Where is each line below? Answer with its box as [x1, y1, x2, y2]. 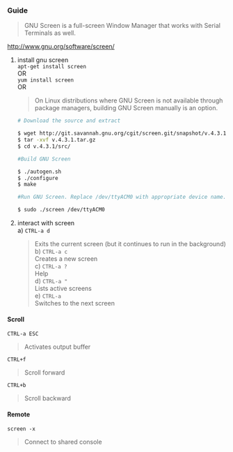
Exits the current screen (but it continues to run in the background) [34, 240, 226, 248]
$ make [17, 181, 37, 188]
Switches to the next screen [34, 299, 115, 308]
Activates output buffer [24, 342, 91, 351]
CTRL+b [7, 382, 26, 389]
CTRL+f [7, 356, 26, 363]
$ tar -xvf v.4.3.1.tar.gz [17, 137, 96, 144]
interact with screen [17, 219, 75, 227]
